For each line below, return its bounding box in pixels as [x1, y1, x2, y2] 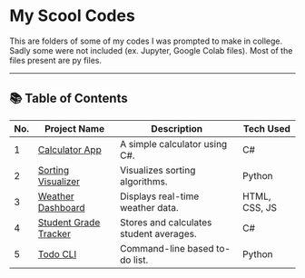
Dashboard [37, 201, 85, 213]
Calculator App [37, 143, 102, 155]
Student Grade [37, 215, 101, 228]
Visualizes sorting [119, 164, 196, 176]
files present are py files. [9, 55, 103, 65]
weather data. [119, 201, 179, 213]
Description [151, 122, 203, 134]
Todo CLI [37, 247, 77, 260]
